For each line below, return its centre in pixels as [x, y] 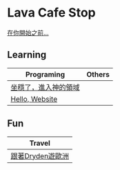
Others [98, 74]
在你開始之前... [28, 32]
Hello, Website [34, 99]
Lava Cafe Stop [51, 13]
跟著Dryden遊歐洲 [40, 155]
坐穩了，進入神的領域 [46, 87]
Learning [27, 55]
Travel [40, 143]
